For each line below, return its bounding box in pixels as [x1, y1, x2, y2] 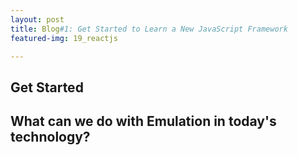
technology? [10, 129, 91, 146]
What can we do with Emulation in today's [10, 113, 277, 130]
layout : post [10, 14, 65, 25]
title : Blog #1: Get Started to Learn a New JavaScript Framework [10, 24, 288, 34]
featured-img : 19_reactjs [10, 33, 118, 43]
